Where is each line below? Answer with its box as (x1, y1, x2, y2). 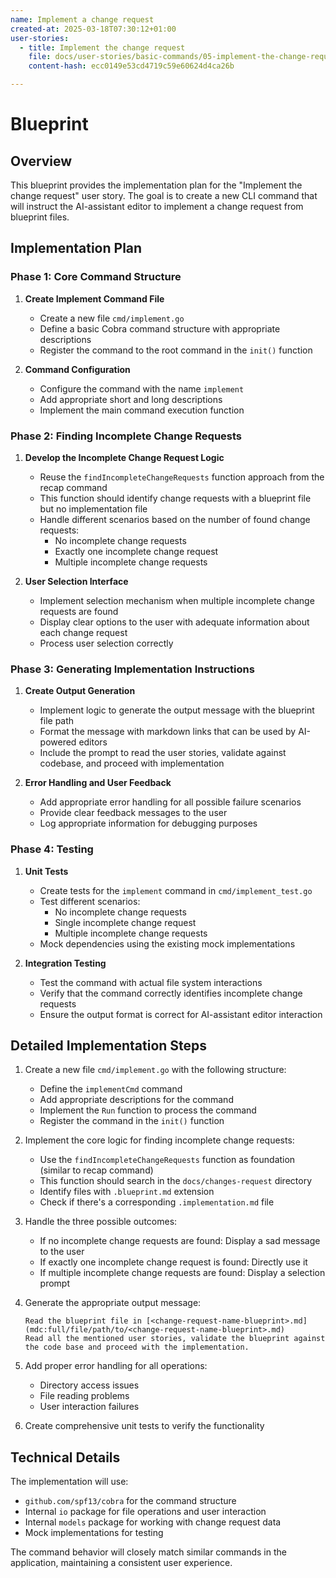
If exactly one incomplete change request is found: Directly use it (39, 1256, 308, 1268)
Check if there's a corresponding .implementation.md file (39, 1196, 275, 1208)
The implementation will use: (10, 1476, 129, 1488)
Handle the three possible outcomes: (24, 1216, 178, 1228)
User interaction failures (39, 1401, 140, 1413)
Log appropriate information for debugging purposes (39, 817, 258, 830)
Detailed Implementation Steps (10, 1037, 208, 1054)
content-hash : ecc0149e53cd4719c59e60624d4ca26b (28, 61, 235, 71)
